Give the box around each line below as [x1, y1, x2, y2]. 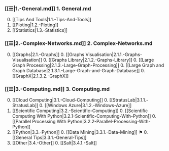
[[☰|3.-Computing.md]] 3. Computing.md [5, 85, 110, 92]
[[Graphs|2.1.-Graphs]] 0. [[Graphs [12, 51, 85, 58]
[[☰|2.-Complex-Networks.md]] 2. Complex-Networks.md [5, 40, 153, 47]
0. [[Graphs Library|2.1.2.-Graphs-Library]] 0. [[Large [43, 57, 154, 63]
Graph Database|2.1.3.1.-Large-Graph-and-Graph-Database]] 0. [12, 67, 145, 73]
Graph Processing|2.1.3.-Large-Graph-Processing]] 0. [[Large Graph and [12, 62, 164, 68]
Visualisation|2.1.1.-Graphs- [85, 51, 143, 58]
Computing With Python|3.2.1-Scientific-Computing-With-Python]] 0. [12, 113, 157, 119]
